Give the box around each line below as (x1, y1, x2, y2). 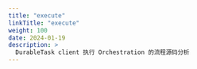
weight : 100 (8, 26, 48, 34)
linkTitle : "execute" (8, 19, 80, 27)
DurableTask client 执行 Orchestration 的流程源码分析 (15, 48, 190, 56)
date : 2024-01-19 (8, 33, 66, 42)
